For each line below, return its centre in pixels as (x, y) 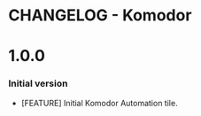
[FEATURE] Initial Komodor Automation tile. (99, 103)
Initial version (38, 83)
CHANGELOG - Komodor (100, 15)
